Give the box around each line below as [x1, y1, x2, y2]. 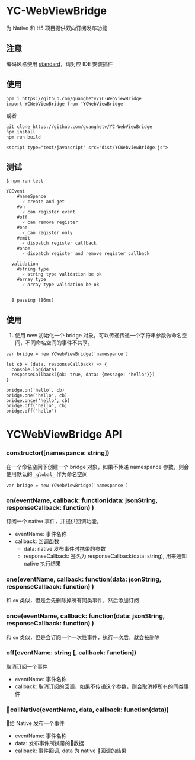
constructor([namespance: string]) [6, 449, 110, 457]
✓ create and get [21, 199, 65, 205]
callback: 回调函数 [14, 538, 59, 545]
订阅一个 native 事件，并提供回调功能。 [6, 518, 102, 525]
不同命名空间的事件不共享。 [25, 339, 93, 346]
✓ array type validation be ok [21, 282, 100, 288]
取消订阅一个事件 [6, 663, 48, 670]
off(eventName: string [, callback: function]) [6, 649, 137, 657]
